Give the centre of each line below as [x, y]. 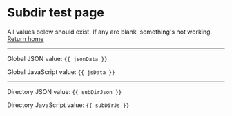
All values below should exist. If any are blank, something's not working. [110, 32]
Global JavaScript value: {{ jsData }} [61, 72]
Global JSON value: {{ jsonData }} [57, 58]
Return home [26, 38]
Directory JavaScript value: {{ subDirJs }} [68, 105]
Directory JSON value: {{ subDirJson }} [65, 91]
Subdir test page [56, 13]
